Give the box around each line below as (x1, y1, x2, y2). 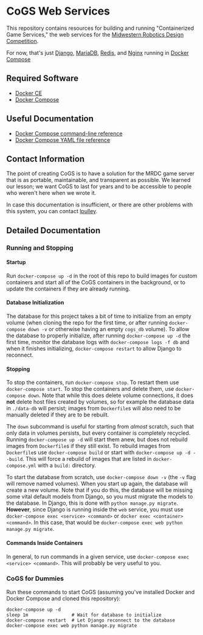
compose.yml (6, 463, 36, 469)
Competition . (6, 37, 39, 44)
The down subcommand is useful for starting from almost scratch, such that (6, 423, 194, 430)
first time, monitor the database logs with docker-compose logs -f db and (6, 339, 190, 346)
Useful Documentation (6, 114, 94, 124)
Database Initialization (6, 299, 64, 306)
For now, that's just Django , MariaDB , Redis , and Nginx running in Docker (6, 49, 190, 56)
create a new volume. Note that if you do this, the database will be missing (6, 486, 193, 494)
